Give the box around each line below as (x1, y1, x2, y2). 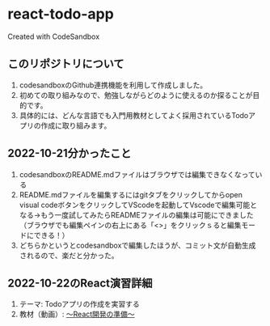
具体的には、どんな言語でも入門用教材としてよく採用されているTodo (19, 110, 249, 120)
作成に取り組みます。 (40, 121, 112, 130)
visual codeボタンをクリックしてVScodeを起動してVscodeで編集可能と (19, 200, 258, 210)
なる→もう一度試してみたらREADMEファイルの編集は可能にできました (19, 210, 254, 219)
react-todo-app (7, 5, 114, 23)
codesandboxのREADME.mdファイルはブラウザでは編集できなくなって (19, 169, 255, 179)
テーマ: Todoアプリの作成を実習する (19, 299, 141, 309)
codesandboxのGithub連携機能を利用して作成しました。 (19, 80, 208, 90)
